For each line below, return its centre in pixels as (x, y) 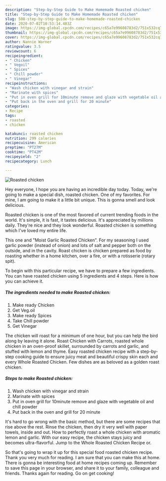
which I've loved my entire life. (36, 230)
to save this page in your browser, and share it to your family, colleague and (82, 468)
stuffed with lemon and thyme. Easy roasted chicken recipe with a (72, 351)
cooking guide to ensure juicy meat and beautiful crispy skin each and (86, 356)
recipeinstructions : (26, 83)
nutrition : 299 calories (31, 138)
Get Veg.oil (23, 310)
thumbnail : (16, 33)
